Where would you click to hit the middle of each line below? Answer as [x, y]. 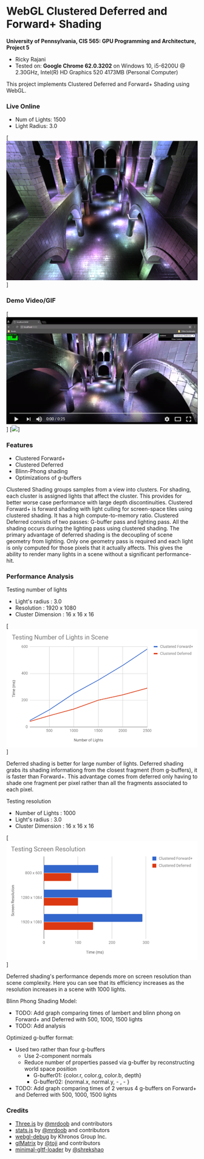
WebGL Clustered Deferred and [87, 11]
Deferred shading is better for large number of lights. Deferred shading [95, 764]
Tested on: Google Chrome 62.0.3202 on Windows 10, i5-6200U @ [100, 66]
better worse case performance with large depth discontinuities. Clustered [100, 502]
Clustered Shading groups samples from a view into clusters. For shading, [99, 490]
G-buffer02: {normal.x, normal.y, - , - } [81, 1082]
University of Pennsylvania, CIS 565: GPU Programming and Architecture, [101, 41]
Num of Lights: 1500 [40, 119]
